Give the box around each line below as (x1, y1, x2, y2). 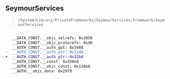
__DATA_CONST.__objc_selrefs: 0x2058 (12, 35, 93, 40)
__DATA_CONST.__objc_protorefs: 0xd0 (12, 40, 93, 45)
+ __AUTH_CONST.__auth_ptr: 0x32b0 (5, 55, 83, 60)
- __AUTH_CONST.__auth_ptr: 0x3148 (5, 49, 83, 55)
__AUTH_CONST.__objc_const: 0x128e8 (12, 64, 91, 69)
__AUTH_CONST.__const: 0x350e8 (12, 59, 79, 64)
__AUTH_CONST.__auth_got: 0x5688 (12, 45, 83, 50)
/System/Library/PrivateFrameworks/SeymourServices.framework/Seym (17, 17, 165, 22)
